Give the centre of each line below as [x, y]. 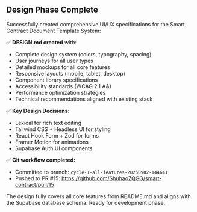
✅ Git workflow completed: [41, 160]
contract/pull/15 [34, 184]
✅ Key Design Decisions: [38, 111]
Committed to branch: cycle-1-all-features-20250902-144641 [91, 172]
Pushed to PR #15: [37, 178]
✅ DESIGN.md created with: [42, 42]
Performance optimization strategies [60, 92]
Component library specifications [56, 80]
